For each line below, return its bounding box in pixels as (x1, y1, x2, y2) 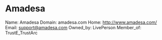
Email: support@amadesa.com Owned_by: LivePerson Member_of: (5, 24, 142, 30)
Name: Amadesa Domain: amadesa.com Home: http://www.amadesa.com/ (5, 19, 157, 25)
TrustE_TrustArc (5, 30, 38, 36)
